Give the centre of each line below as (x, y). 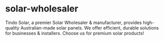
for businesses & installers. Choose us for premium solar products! (75, 33)
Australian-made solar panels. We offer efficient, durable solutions (90, 27)
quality (12, 27)
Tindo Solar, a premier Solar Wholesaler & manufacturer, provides (74, 22)
